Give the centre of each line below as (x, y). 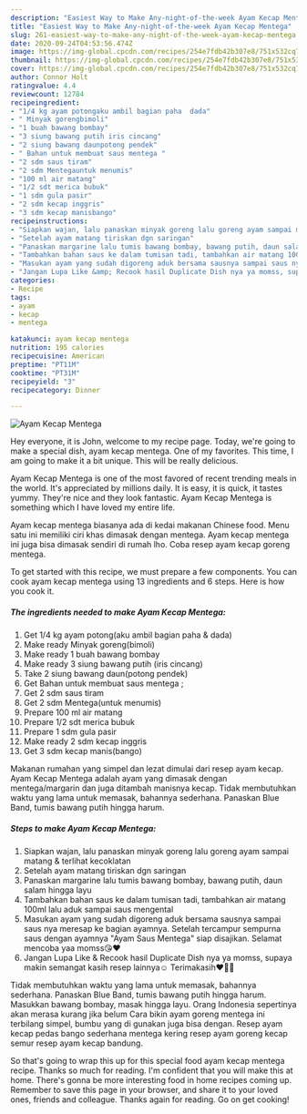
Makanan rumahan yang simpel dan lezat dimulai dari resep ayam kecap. (147, 769)
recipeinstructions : (50, 221)
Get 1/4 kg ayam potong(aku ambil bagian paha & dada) (128, 635)
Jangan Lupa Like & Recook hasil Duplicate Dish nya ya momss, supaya (158, 958)
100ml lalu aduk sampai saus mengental (98, 910)
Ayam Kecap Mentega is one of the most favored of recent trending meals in (153, 478)
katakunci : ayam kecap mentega (70, 339)
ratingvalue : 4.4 (43, 86)
